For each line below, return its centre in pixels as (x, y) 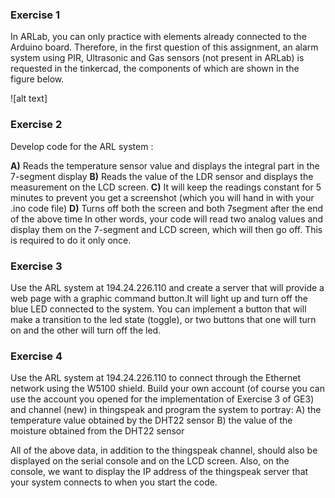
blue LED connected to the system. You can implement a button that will (158, 309)
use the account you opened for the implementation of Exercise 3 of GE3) (162, 399)
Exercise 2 (36, 125)
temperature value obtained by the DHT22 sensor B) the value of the (151, 420)
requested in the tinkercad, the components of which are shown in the (155, 69)
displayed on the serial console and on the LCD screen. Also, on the (150, 461)
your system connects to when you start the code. (114, 482)
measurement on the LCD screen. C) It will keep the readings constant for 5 (166, 187)
